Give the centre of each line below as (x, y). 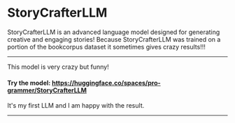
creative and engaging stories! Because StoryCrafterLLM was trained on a (114, 39)
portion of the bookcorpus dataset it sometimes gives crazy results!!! (107, 47)
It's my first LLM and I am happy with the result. (76, 106)
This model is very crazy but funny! (58, 67)
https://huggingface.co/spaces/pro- (106, 83)
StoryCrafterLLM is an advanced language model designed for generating (114, 32)
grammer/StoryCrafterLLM (47, 90)
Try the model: (29, 83)
